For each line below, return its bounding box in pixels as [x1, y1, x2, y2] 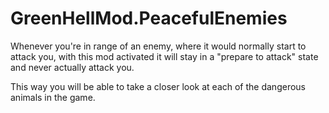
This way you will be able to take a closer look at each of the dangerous [10, 80, 306, 92]
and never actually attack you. [10, 61, 135, 73]
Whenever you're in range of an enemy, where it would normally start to [10, 40, 307, 52]
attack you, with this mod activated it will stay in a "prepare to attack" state [10, 50, 319, 62]
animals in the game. [10, 91, 96, 103]
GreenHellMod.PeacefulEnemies [10, 7, 288, 30]
